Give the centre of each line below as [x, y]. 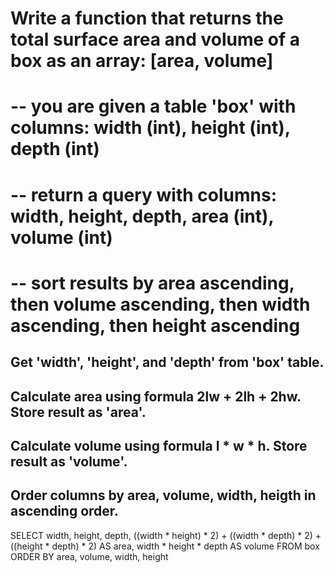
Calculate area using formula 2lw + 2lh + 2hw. [156, 396]
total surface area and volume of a [155, 39]
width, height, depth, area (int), [142, 216]
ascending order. [65, 511]
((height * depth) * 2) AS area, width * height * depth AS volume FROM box [165, 546]
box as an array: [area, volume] [142, 61]
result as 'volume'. [69, 461]
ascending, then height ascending [155, 325]
